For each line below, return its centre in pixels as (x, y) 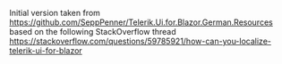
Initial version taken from (55, 13)
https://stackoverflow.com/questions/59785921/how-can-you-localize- (140, 41)
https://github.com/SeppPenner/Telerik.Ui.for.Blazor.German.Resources (141, 22)
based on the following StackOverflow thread (93, 32)
